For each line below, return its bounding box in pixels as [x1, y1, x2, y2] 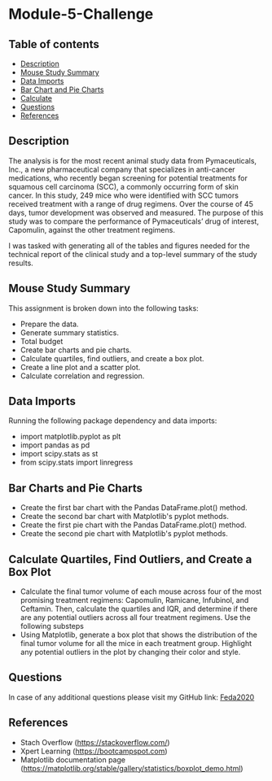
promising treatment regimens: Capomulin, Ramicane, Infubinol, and [20, 596, 249, 605]
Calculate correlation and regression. [20, 371, 145, 381]
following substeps [20, 622, 84, 631]
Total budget [20, 336, 64, 346]
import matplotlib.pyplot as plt [20, 432, 121, 442]
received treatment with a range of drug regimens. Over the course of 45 [8, 199, 254, 208]
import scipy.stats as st [20, 449, 99, 459]
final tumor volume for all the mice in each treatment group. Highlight [20, 639, 252, 648]
